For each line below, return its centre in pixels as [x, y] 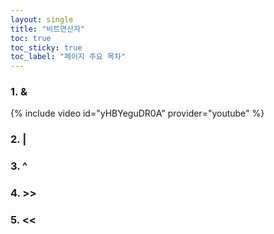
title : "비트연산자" [48, 29]
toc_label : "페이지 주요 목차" [68, 57]
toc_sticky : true [46, 47]
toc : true [31, 38]
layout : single [42, 19]
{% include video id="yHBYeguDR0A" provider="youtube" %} [137, 113]
